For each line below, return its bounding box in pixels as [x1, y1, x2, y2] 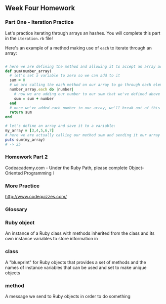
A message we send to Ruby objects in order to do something [5, 293, 131, 299]
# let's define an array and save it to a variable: [5, 124, 116, 129]
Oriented [5, 170, 23, 176]
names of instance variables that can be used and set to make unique [5, 264, 147, 270]
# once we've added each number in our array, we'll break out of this [9, 105, 161, 110]
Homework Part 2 [5, 153, 48, 160]
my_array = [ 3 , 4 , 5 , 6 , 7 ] [5, 128, 54, 133]
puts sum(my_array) [5, 137, 45, 142]
